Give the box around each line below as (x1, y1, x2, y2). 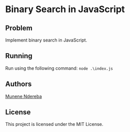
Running (5, 52, 33, 60)
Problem (5, 24, 33, 32)
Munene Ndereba (5, 93, 42, 99)
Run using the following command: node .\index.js (5, 65, 113, 71)
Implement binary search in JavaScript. (5, 37, 87, 43)
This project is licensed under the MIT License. (5, 121, 104, 127)
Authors (5, 80, 32, 89)
